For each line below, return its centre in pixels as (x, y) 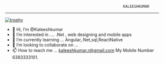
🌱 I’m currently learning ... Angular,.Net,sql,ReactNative (67, 40)
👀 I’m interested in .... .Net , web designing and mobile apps (72, 34)
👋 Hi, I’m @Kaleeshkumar (38, 29)
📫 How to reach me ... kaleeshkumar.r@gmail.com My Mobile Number (83, 50)
